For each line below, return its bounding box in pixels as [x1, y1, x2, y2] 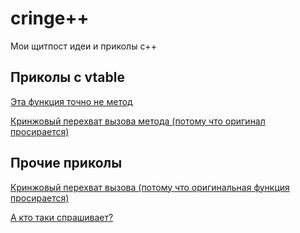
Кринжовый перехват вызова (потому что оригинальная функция [10, 181, 290, 193]
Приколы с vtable [10, 69, 125, 86]
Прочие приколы [10, 155, 123, 172]
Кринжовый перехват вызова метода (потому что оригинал [10, 115, 266, 127]
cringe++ [10, 7, 90, 30]
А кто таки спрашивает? [10, 211, 114, 223]
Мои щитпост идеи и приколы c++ [10, 40, 157, 52]
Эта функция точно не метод [10, 95, 133, 107]
